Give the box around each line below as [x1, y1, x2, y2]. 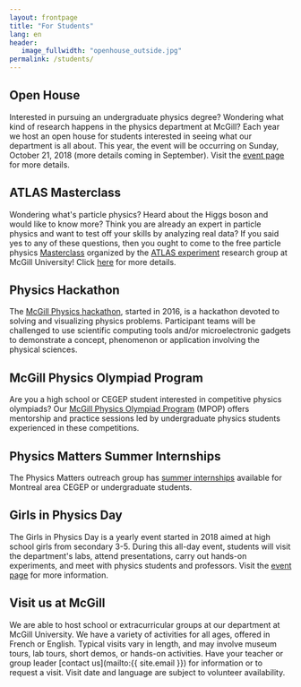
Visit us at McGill [9, 596, 106, 611]
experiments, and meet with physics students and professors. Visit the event [9, 560, 292, 571]
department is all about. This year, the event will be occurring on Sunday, [9, 140, 279, 150]
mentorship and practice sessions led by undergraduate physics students [9, 413, 280, 424]
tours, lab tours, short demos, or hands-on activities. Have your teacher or [9, 648, 284, 658]
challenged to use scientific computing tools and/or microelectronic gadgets [9, 325, 291, 336]
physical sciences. [9, 344, 78, 355]
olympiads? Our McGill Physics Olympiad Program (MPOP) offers [9, 404, 250, 415]
